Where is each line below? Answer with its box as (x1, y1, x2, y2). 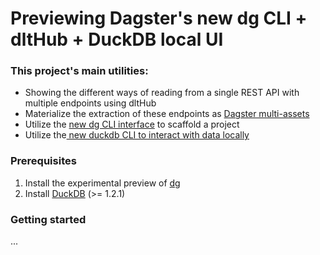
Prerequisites (10, 154, 77, 168)
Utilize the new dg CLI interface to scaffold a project (24, 118, 240, 131)
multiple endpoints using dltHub (24, 97, 157, 109)
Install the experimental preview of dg (24, 177, 181, 189)
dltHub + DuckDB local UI (10, 28, 224, 51)
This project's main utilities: (10, 64, 149, 78)
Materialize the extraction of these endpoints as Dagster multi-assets (24, 108, 310, 120)
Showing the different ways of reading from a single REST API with (24, 87, 300, 99)
